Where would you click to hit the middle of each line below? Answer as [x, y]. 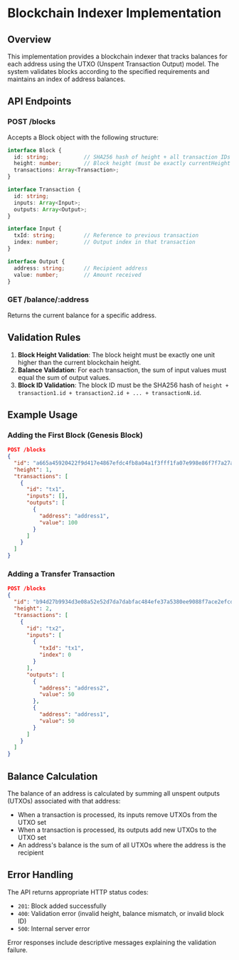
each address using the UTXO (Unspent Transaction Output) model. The [113, 64]
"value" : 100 [58, 522]
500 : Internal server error [54, 928]
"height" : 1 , [33, 470]
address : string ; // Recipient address [81, 268]
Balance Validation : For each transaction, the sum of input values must [122, 370]
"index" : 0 [55, 655]
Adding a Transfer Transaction [61, 574]
